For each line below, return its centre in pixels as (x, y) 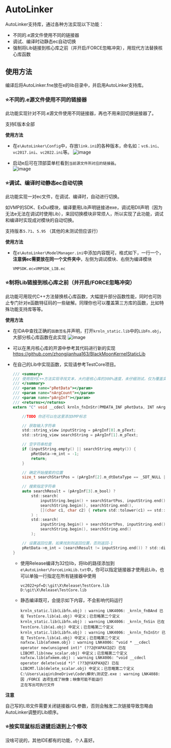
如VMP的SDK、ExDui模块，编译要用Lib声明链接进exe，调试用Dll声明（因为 (84, 207)
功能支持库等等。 (27, 309)
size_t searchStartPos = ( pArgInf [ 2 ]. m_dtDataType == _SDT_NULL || (95, 477)
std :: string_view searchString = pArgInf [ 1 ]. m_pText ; (80, 435)
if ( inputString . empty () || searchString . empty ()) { (79, 449)
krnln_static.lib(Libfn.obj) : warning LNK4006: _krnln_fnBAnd (89, 611)
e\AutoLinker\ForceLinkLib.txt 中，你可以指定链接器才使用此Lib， (90, 569)
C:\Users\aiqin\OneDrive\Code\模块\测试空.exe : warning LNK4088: (90, 674)
